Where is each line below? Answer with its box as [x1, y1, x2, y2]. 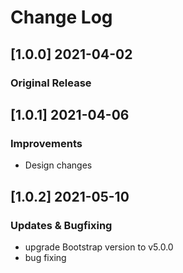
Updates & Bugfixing [10, 218, 113, 232]
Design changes [24, 159, 93, 171]
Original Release [10, 76, 92, 90]
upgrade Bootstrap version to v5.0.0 [24, 241, 174, 253]
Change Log [10, 6, 113, 29]
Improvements [10, 136, 83, 150]
